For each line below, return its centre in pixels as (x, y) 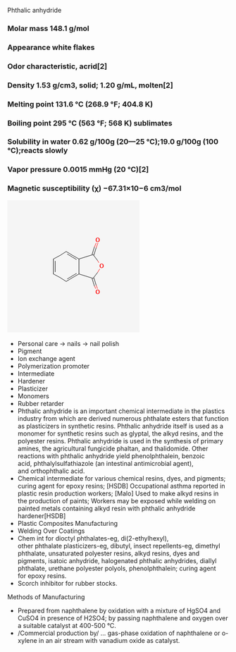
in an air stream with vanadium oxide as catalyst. (109, 640)
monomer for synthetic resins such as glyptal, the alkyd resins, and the (120, 433)
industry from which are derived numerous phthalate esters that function (123, 418)
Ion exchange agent (46, 358)
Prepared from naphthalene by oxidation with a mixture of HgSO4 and (119, 610)
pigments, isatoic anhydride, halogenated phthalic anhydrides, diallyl (117, 560)
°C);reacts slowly (38, 151)
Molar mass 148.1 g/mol (48, 28)
